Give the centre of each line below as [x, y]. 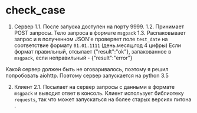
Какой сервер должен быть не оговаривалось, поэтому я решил [87, 69]
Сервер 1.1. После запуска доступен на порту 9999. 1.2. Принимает [99, 26]
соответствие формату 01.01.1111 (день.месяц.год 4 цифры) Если [97, 45]
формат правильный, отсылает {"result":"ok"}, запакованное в [93, 51]
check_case [35, 10]
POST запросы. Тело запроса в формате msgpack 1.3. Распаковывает [100, 32]
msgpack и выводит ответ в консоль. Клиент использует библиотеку [99, 93]
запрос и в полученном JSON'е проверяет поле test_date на [91, 39]
